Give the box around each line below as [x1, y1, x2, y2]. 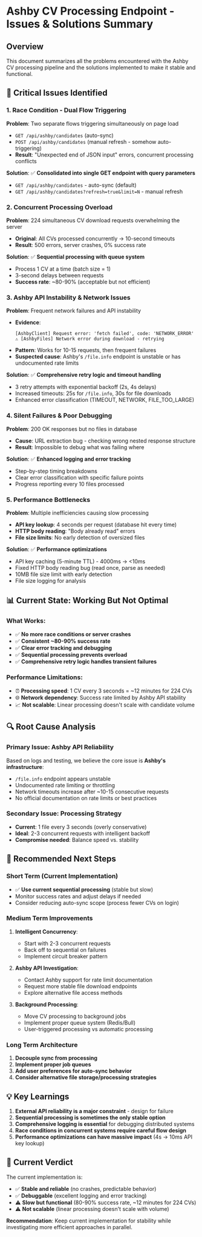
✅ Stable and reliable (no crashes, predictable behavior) [15, 1185, 157, 1192]
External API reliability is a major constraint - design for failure [15, 1107, 174, 1114]
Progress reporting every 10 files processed [15, 480, 125, 487]
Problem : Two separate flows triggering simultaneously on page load [6, 120, 179, 127]
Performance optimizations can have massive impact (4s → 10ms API [15, 1133, 192, 1140]
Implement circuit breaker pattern [24, 952, 108, 960]
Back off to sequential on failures [24, 946, 107, 954]
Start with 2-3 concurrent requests [24, 940, 111, 947]
